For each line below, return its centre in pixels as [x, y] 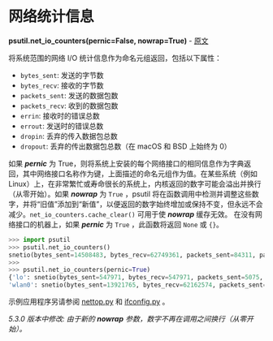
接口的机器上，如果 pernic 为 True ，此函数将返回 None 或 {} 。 [119, 224]
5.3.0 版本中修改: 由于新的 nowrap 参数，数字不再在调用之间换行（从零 [128, 319]
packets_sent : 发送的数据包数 [69, 95]
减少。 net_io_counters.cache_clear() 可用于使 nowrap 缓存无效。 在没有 [132, 214]
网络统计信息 [52, 17]
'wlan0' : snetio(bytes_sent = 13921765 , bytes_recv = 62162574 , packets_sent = [138, 285]
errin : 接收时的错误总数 [60, 115]
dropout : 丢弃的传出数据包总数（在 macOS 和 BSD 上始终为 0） [126, 146]
